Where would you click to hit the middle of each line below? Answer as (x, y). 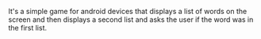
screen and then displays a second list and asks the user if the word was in (131, 19)
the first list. (28, 28)
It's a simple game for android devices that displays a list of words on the (128, 11)
